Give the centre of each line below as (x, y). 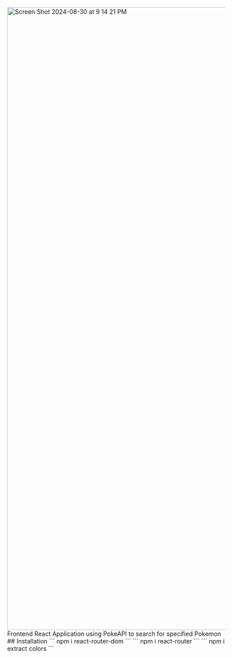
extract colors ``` (31, 648)
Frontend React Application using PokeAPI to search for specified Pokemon (114, 634)
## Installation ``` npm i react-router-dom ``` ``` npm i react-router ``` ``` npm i (116, 641)
